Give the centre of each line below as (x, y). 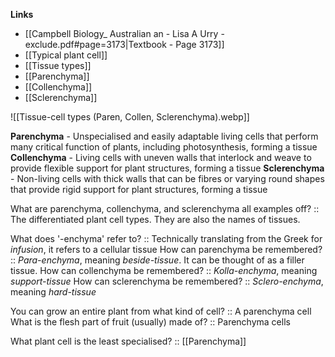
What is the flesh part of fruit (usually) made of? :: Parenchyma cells (150, 322)
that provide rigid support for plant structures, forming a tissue (139, 189)
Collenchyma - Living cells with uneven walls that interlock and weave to (161, 157)
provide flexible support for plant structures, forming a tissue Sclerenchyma (167, 168)
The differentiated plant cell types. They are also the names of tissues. (155, 219)
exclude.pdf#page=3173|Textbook (95, 44)
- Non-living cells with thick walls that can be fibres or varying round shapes (167, 178)
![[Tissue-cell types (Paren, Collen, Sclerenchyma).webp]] (130, 117)
